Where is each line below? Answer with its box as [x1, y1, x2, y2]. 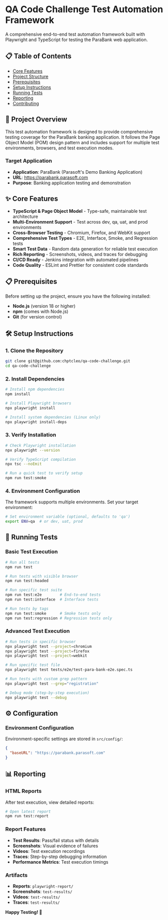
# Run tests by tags [5, 606, 49, 611]
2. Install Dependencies [5, 375, 65, 382]
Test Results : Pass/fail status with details [12, 837, 99, 843]
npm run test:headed [5, 578, 49, 584]
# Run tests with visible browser [5, 574, 79, 579]
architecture [12, 213, 39, 219]
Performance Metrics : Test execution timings [12, 859, 109, 865]
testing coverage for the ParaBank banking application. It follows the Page [5, 134, 160, 140]
